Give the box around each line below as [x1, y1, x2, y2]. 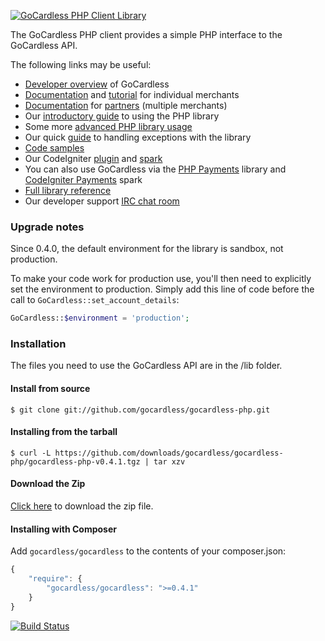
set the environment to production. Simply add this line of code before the [10, 283, 315, 295]
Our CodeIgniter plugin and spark [24, 153, 163, 164]
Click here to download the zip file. [10, 500, 154, 512]
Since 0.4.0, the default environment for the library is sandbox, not [10, 243, 284, 255]
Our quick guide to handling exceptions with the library [24, 131, 252, 143]
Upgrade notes [10, 220, 85, 234]
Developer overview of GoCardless [24, 78, 170, 90]
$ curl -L [10, 448, 52, 458]
